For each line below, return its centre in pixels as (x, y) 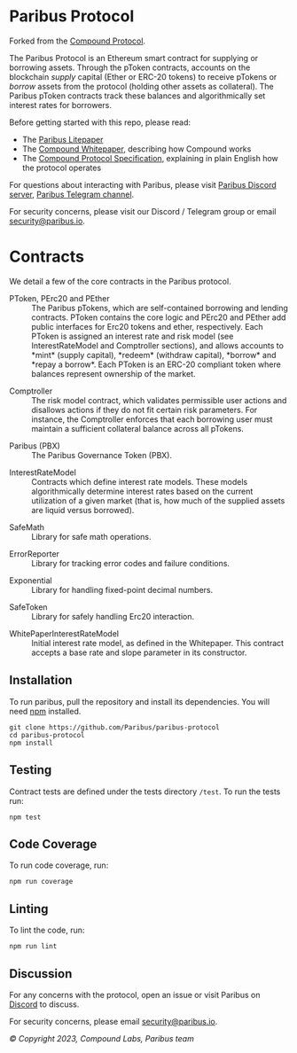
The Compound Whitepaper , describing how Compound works (137, 149)
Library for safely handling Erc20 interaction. (113, 616)
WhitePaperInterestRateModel (64, 633)
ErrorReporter (35, 554)
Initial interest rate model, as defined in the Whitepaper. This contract (158, 643)
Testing (31, 770)
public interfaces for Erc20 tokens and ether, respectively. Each (147, 326)
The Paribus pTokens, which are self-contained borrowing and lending (160, 308)
